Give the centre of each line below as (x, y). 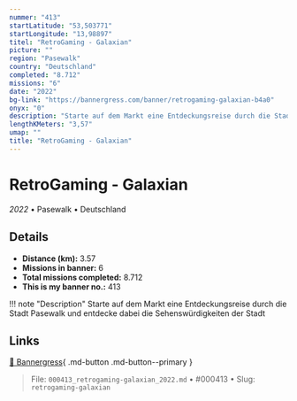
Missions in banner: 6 (63, 267)
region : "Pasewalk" (45, 58)
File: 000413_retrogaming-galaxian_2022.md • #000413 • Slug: (143, 379)
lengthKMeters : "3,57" (51, 125)
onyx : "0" (27, 108)
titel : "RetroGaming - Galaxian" (71, 42)
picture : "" (31, 50)
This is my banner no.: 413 (71, 286)
